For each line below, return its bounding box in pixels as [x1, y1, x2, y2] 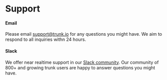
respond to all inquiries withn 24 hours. [5, 36, 87, 43]
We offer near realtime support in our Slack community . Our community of [5, 59, 159, 65]
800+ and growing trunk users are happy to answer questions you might [5, 64, 155, 70]
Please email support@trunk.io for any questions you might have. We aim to [5, 31, 162, 37]
